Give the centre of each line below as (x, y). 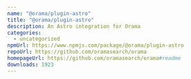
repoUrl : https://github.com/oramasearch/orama (77, 52)
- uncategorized (37, 39)
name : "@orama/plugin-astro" (49, 13)
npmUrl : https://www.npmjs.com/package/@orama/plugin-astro (96, 45)
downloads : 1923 (30, 65)
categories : (24, 33)
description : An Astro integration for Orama (74, 26)
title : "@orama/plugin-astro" (51, 20)
